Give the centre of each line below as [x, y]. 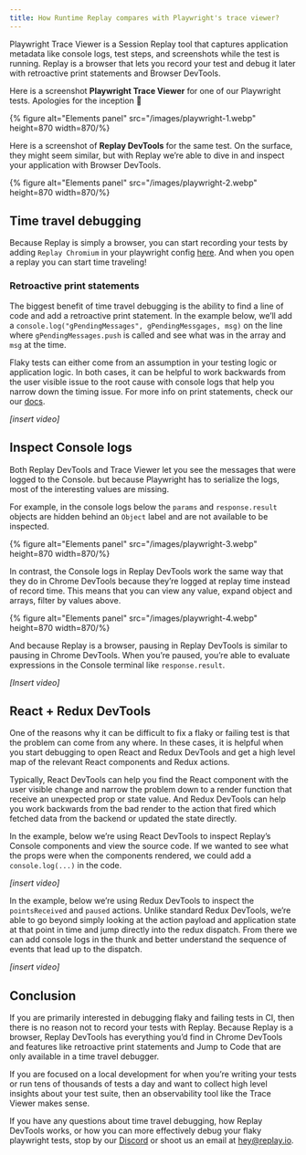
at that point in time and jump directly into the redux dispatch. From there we [153, 930]
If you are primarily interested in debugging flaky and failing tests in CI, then [152, 1018]
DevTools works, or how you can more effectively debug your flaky [136, 1131]
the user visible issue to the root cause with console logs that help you [142, 382]
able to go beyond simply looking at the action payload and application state [153, 920]
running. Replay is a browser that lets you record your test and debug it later [153, 63]
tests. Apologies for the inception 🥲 [76, 100]
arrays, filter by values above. [65, 600]
